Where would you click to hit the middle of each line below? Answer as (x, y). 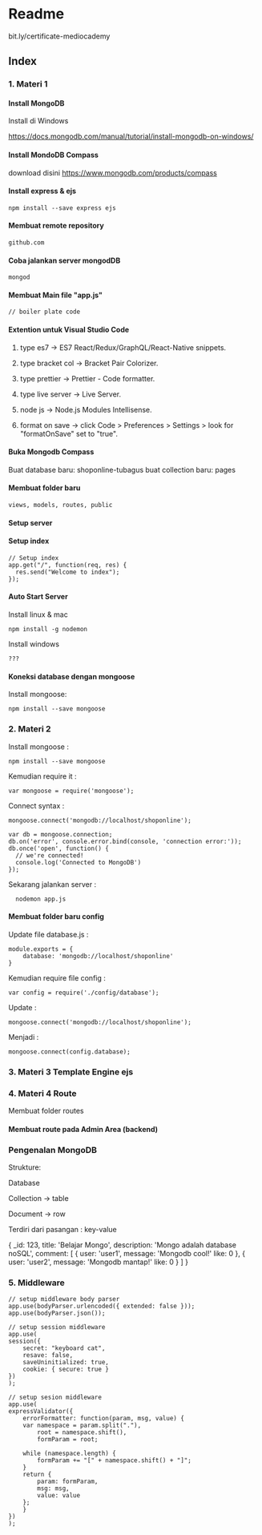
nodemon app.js (41, 899)
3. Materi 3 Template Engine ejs (71, 1072)
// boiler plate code (44, 312)
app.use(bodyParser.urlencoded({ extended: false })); (102, 1307)
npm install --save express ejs (62, 208)
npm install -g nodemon (48, 630)
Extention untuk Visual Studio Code (69, 330)
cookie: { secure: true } (66, 1370)
